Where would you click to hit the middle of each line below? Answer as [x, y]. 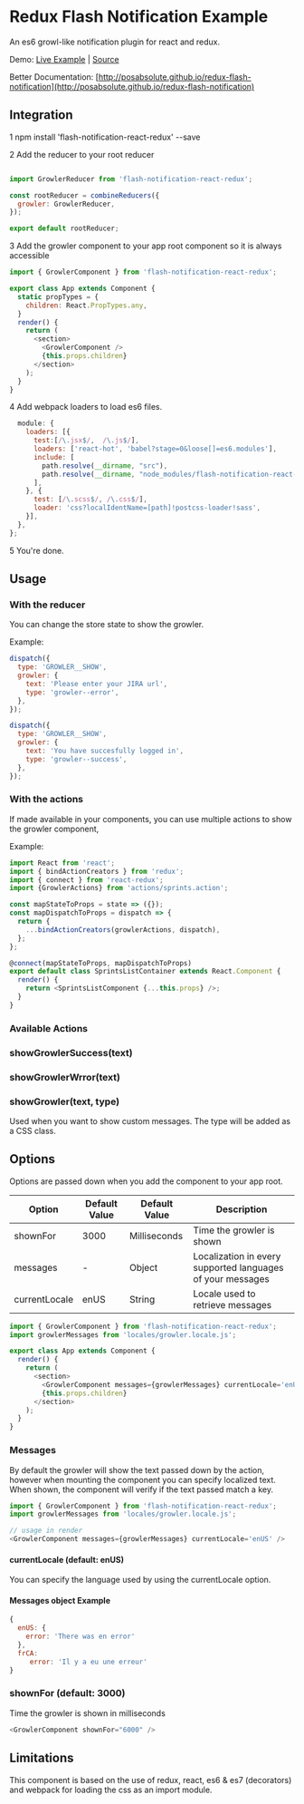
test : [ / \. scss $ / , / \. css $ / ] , [90, 499]
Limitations [42, 1758]
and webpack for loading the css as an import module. [111, 1789]
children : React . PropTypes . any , [86, 306]
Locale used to [224, 1294]
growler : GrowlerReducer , [66, 204]
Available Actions [49, 1028]
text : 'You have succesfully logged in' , [104, 751]
